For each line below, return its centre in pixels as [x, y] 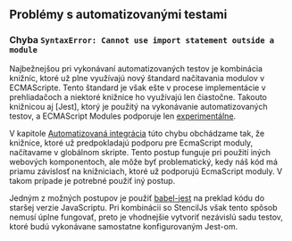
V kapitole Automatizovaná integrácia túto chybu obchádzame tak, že [137, 133]
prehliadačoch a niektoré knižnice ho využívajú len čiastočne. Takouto [138, 96]
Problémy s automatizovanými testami [118, 15]
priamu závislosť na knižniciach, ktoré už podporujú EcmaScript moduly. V [146, 171]
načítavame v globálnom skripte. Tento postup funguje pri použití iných [140, 152]
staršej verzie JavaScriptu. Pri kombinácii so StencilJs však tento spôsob [144, 207]
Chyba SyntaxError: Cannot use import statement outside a [142, 40]
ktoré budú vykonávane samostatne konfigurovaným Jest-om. [124, 226]
